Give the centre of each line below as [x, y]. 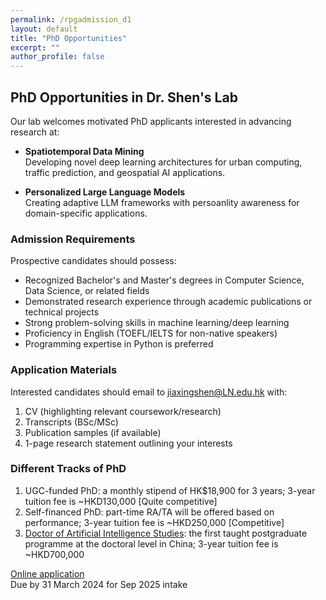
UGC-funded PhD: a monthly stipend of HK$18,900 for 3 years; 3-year [170, 490]
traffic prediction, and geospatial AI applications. [125, 172]
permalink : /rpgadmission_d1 [71, 19]
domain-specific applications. [86, 213]
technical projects [62, 312]
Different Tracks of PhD [68, 469]
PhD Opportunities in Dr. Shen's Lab [124, 97]
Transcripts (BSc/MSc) [71, 422]
